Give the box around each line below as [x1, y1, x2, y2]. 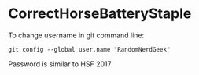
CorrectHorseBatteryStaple [8, 5, 192, 23]
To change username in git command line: [8, 30, 145, 40]
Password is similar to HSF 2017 [8, 59, 112, 69]
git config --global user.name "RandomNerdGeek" [8, 45, 171, 53]
